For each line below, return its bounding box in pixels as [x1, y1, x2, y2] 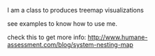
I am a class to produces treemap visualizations [7, 6, 145, 14]
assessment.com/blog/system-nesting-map [7, 41, 134, 48]
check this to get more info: [7, 33, 87, 41]
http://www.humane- [87, 33, 148, 41]
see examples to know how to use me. [7, 20, 117, 27]
